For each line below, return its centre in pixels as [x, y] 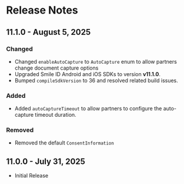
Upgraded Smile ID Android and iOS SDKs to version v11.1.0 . [87, 74]
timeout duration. [56, 115]
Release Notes [42, 10]
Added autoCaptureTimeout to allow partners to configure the [88, 109]
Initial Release [31, 176]
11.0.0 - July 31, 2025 [46, 161]
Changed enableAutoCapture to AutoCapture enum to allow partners [96, 61]
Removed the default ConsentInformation [64, 143]
